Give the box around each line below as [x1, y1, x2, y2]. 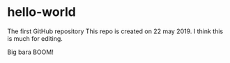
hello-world [7, 4, 77, 20]
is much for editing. [7, 34, 63, 42]
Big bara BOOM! [7, 48, 54, 56]
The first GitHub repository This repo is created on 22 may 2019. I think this [7, 27, 224, 35]
